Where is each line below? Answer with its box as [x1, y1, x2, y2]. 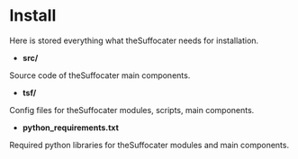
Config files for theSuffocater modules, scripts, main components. [9, 104, 255, 115]
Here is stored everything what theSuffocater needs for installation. [9, 35, 259, 46]
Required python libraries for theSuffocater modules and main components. [9, 139, 290, 150]
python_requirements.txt [22, 122, 120, 133]
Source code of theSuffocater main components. [9, 69, 191, 81]
